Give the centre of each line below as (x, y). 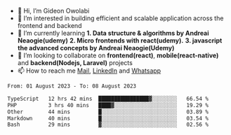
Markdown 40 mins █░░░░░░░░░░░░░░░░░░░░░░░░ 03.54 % (108, 118)
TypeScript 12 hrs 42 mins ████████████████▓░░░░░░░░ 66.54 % (108, 99)
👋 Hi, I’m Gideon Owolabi (53, 11)
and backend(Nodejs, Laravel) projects (75, 63)
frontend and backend (49, 26)
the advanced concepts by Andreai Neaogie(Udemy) (96, 48)
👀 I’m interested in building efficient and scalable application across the (120, 18)
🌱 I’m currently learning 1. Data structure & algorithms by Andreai (113, 33)
